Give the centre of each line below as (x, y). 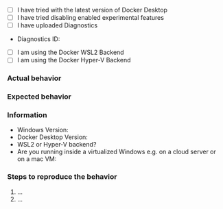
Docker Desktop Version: (52, 137)
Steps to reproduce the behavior (62, 177)
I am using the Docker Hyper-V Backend (74, 60)
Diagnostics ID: (38, 39)
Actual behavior (34, 78)
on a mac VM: (37, 159)
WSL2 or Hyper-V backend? (57, 145)
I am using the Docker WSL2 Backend (71, 52)
